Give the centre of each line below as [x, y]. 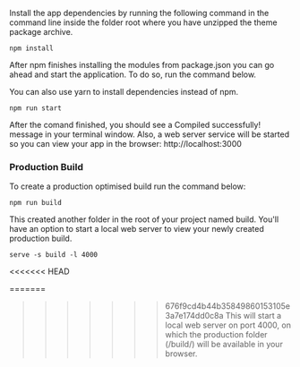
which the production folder [216, 335]
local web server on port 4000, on [228, 325]
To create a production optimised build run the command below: [128, 186]
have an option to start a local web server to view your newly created [137, 229]
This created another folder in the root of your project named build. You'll [144, 219]
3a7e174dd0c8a [194, 316]
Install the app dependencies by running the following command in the [139, 13]
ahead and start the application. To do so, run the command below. [133, 74]
